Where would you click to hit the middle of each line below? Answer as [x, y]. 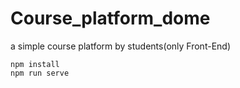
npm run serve [40, 73]
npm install [35, 64]
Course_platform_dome [110, 18]
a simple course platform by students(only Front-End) [120, 46]
